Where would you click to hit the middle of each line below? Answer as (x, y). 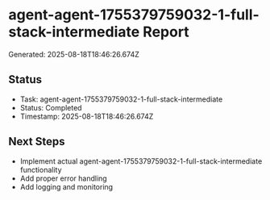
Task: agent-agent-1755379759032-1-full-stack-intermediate (121, 99)
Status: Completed (51, 107)
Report (166, 32)
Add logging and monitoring (66, 186)
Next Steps (37, 142)
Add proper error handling (63, 178)
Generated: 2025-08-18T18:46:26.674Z (74, 54)
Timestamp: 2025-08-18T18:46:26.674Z (87, 116)
